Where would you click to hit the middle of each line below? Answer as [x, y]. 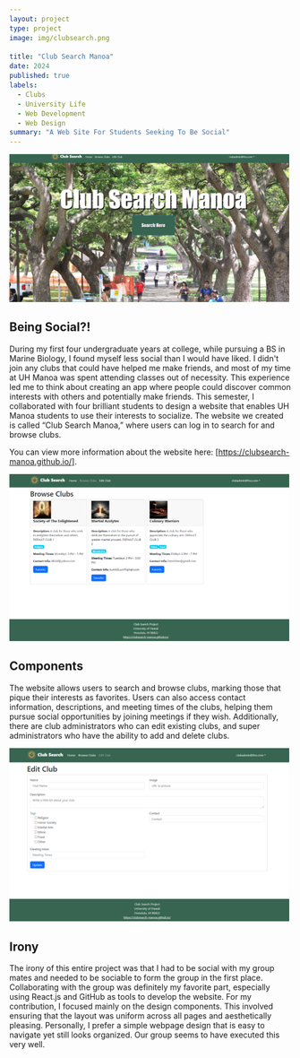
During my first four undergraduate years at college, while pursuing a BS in [147, 349]
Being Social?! [50, 327]
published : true [39, 76]
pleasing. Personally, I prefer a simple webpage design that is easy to [137, 1026]
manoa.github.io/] [42, 461]
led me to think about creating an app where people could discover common [150, 386]
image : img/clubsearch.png [60, 38]
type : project [36, 28]
